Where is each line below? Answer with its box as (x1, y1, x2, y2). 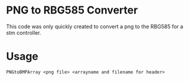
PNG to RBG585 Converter (6, 4, 138, 17)
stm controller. (6, 29, 41, 36)
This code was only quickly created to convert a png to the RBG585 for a (6, 23, 184, 30)
